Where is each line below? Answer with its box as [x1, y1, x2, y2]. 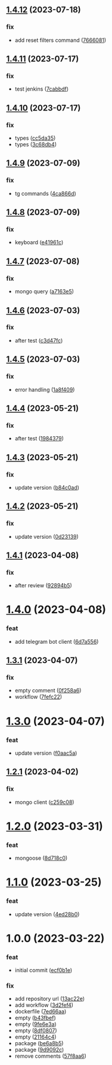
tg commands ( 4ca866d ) [14, 190, 76, 197]
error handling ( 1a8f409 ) [14, 386, 75, 393]
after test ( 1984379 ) [14, 435, 64, 442]
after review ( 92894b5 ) [14, 582, 73, 589]
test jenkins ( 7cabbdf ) [14, 85, 69, 92]
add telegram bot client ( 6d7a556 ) [14, 638, 99, 645]
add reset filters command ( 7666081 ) [14, 36, 107, 44]
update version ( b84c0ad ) [14, 484, 79, 491]
